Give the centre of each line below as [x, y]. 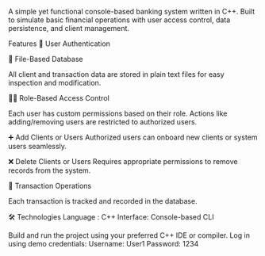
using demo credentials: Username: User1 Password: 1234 [104, 244]
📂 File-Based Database [46, 59]
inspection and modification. [55, 83]
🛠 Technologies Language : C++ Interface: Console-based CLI [111, 217]
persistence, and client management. [69, 28]
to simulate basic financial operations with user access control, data [119, 20]
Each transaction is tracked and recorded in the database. [103, 201]
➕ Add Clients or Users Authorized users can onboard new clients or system [133, 137]
